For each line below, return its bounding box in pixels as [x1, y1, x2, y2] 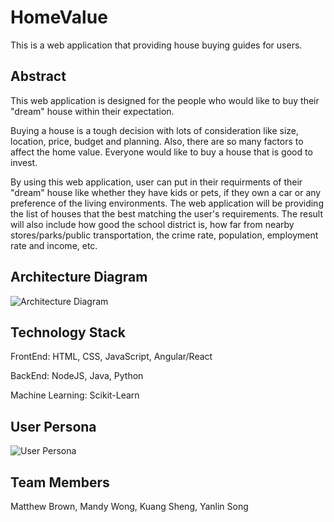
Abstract [10, 68, 67, 85]
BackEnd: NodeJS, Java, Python [10, 370, 144, 382]
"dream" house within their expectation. [10, 105, 175, 117]
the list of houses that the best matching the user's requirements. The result [10, 207, 324, 220]
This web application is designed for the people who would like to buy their [10, 94, 320, 106]
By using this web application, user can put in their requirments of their [10, 176, 303, 188]
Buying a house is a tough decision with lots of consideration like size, [10, 124, 300, 136]
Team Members [10, 474, 110, 491]
